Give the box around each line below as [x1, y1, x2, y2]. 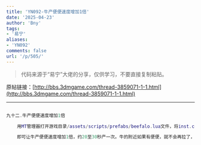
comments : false [6, 48, 47, 54]
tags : [6, 25, 20, 32]
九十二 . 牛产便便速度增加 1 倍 [6, 112, 66, 119]
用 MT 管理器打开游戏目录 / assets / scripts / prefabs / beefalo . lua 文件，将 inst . [17, 123, 192, 129]
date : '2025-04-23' [6, 14, 55, 20]
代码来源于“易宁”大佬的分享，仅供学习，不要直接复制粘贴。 [20, 70, 167, 78]
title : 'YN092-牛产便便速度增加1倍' [6, 8, 90, 15]
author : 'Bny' [6, 20, 42, 26]
